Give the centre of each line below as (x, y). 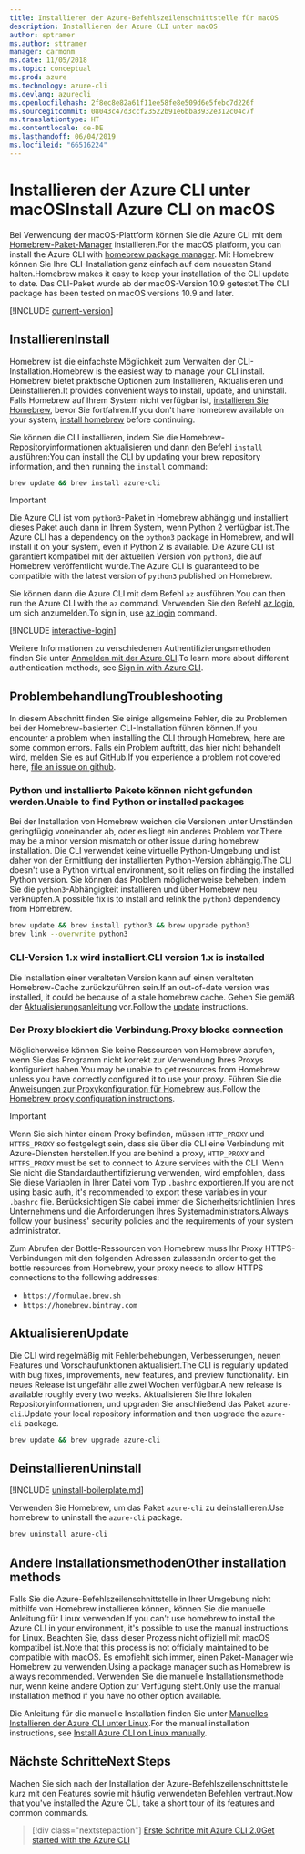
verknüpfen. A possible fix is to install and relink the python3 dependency (145, 899)
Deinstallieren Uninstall (76, 1468)
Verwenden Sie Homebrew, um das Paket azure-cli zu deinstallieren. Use (147, 1508)
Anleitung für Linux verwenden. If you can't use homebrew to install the (142, 1619)
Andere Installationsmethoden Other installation (148, 1563)
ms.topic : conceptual (51, 69)
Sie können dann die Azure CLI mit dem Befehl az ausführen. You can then (147, 594)
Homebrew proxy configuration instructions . (92, 1098)
